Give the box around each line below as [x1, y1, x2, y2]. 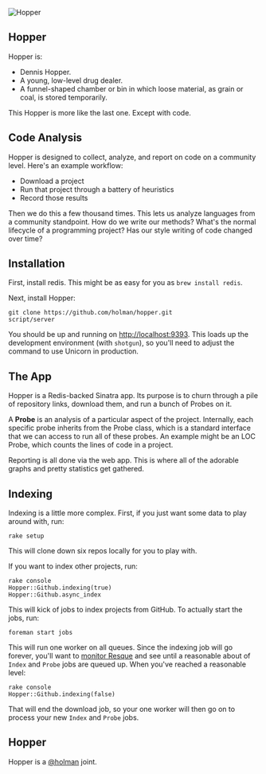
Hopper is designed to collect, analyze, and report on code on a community [8, 152, 256, 162]
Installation [8, 257, 65, 271]
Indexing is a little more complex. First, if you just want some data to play [8, 508, 247, 518]
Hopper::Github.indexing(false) [8, 690, 115, 698]
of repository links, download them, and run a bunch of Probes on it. [8, 399, 233, 409]
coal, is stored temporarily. [19, 92, 108, 102]
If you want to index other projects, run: [8, 561, 138, 571]
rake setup [8, 532, 45, 541]
